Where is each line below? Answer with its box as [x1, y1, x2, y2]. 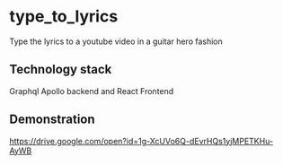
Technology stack [9, 62, 112, 77]
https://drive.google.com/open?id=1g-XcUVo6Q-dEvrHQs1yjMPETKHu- [9, 135, 274, 146]
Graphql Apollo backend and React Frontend [9, 85, 174, 96]
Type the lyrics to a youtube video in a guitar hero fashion [9, 36, 223, 47]
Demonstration [9, 112, 96, 127]
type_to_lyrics [9, 6, 119, 27]
